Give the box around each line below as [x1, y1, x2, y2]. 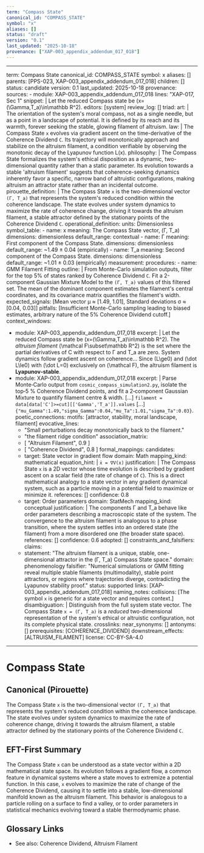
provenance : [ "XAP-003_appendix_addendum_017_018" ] [6, 49, 140, 55]
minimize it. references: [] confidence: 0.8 [24, 491, 129, 498]
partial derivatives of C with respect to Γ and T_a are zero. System [15, 348, 180, 355]
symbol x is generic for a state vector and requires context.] [24, 594, 174, 602]
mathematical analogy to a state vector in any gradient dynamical [24, 478, 188, 485]
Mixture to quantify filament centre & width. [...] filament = [15, 394, 163, 401]
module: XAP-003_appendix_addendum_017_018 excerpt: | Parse [15, 374, 177, 382]
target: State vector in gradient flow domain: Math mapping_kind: [24, 452, 187, 459]
